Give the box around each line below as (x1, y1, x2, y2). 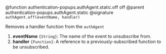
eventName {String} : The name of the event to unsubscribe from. (12, 33, 152, 39)
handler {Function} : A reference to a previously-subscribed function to (12, 38, 161, 44)
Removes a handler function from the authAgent (5, 23, 105, 29)
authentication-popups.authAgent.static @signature (5, 9, 114, 15)
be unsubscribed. (12, 44, 50, 49)
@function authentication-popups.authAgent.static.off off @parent (5, 4, 144, 10)
